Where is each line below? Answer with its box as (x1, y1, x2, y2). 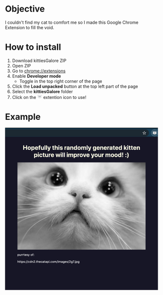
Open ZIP (12, 63, 31, 68)
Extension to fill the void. (5, 24, 54, 30)
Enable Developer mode (12, 73, 62, 79)
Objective (5, 3, 45, 15)
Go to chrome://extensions (12, 68, 66, 74)
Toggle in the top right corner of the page (19, 78, 102, 84)
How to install (5, 42, 62, 53)
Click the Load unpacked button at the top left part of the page (12, 83, 138, 89)
